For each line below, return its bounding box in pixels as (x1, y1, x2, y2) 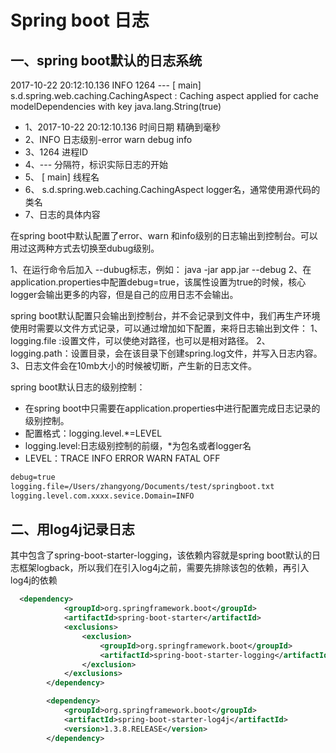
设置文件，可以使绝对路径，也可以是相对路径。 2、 (61, 335, 271, 346)
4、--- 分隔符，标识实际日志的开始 (24, 159, 169, 170)
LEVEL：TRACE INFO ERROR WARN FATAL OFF (24, 452, 221, 464)
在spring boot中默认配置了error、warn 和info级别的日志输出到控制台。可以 (10, 230, 318, 241)
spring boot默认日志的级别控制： (10, 381, 146, 393)
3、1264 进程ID (24, 146, 89, 158)
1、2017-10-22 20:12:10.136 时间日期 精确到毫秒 (24, 121, 221, 133)
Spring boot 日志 (10, 9, 150, 32)
